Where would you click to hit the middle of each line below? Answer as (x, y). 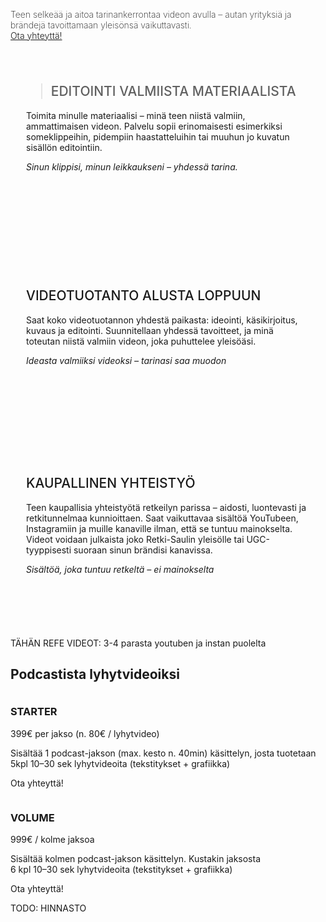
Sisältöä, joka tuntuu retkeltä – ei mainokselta (120, 569)
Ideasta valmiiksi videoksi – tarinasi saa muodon (126, 360)
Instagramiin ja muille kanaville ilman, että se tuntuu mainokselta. (159, 528)
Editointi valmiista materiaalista (173, 91)
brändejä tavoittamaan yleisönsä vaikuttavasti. (101, 25)
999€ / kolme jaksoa (52, 839)
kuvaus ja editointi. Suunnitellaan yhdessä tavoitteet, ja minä (150, 330)
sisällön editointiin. (64, 147)
